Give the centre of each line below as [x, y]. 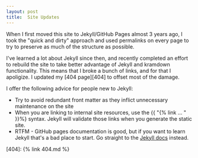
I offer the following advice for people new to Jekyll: [70, 88]
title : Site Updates [33, 17]
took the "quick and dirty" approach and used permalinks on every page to [98, 40]
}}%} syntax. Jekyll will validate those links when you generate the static [103, 118]
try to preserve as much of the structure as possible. [70, 46]
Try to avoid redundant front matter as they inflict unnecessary [91, 100]
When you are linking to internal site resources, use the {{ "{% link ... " [100, 112]
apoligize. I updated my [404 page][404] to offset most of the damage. [93, 77]
